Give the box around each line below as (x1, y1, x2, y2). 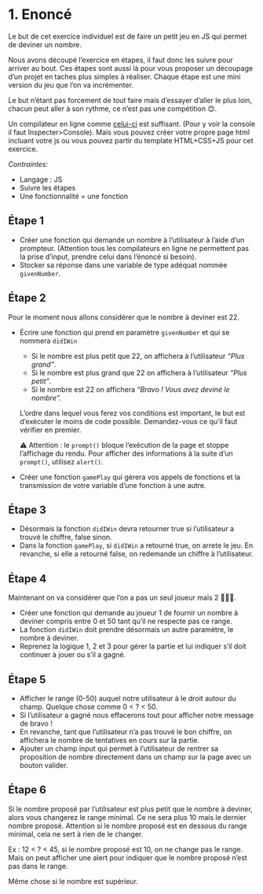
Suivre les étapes (19, 183, 76, 192)
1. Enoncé (8, 6, 72, 24)
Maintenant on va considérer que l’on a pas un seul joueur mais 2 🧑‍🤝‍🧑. (8, 593, 237, 603)
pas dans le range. (8, 861, 68, 870)
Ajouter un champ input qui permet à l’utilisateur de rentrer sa (19, 744, 219, 753)
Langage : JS (19, 175, 63, 184)
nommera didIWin (19, 336, 78, 345)
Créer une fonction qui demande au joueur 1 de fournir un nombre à (19, 608, 239, 618)
